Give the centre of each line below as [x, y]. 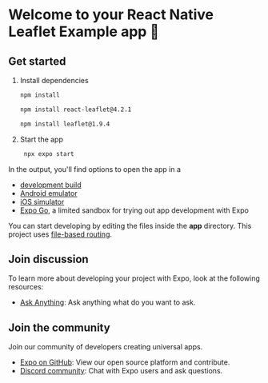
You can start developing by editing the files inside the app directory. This [130, 225]
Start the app [42, 139]
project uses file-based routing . [60, 234]
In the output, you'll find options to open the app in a [95, 169]
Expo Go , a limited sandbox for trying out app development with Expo [134, 210]
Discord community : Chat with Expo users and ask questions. [121, 371]
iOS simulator [42, 201]
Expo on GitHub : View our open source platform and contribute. [125, 362]
